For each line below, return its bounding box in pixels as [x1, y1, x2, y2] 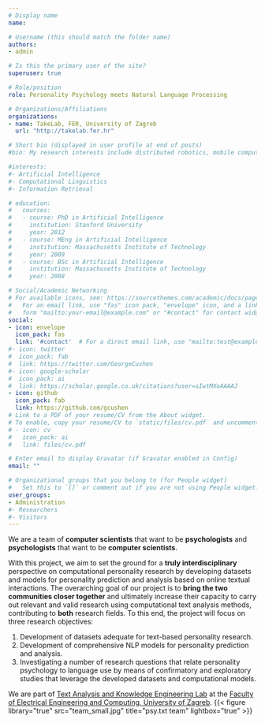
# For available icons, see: [8, 294, 104, 302]
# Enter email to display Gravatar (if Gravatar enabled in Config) [8, 455, 238, 463]
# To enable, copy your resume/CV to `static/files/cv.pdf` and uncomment [8, 419, 259, 427]
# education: [8, 199, 51, 207]
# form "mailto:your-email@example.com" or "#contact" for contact [8, 308, 242, 316]
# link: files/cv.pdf [8, 441, 87, 449]
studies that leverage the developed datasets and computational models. [19, 674, 256, 684]
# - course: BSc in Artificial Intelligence [8, 258, 164, 266]
